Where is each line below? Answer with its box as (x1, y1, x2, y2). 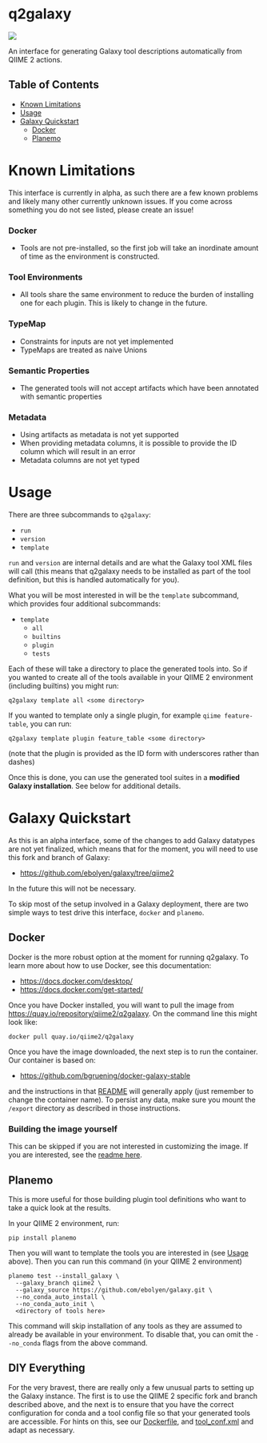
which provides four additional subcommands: (8, 599, 161, 609)
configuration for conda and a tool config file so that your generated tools (8, 1408, 250, 1417)
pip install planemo (8, 1234, 78, 1242)
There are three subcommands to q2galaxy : (8, 510, 152, 520)
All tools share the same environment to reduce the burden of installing (19, 290, 254, 299)
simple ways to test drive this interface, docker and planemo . (8, 908, 205, 918)
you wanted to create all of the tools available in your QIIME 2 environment (8, 673, 253, 682)
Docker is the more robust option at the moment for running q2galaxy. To (8, 952, 249, 962)
